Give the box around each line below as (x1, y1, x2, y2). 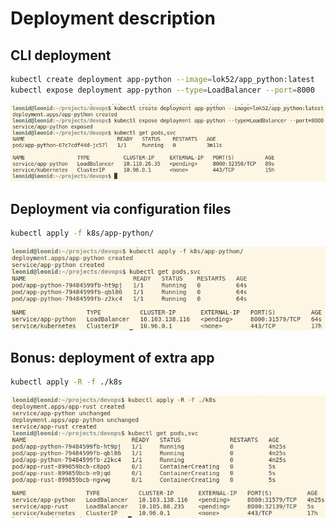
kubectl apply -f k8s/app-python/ (10, 228, 155, 239)
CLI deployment (10, 47, 112, 64)
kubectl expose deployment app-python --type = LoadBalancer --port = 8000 (10, 85, 315, 95)
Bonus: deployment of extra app (10, 350, 215, 367)
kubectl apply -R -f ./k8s (10, 377, 123, 387)
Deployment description (10, 7, 216, 30)
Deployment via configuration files (10, 200, 232, 217)
